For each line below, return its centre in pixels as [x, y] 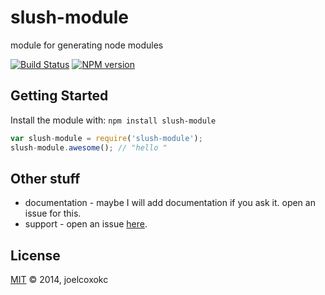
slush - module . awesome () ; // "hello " [89, 147]
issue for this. [53, 213]
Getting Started [59, 96]
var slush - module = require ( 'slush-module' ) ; [106, 138]
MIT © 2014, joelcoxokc [59, 280]
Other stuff [45, 178]
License [35, 255]
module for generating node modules [87, 45]
